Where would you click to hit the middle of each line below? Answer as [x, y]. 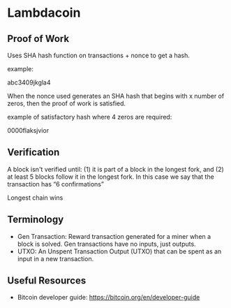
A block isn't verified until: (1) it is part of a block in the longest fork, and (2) [116, 169]
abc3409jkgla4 [29, 82]
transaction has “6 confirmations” [56, 184]
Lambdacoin [44, 13]
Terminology [36, 220]
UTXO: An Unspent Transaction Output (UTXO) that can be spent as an [119, 251]
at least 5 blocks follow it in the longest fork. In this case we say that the [111, 177]
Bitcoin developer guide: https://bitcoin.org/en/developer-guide [109, 298]
